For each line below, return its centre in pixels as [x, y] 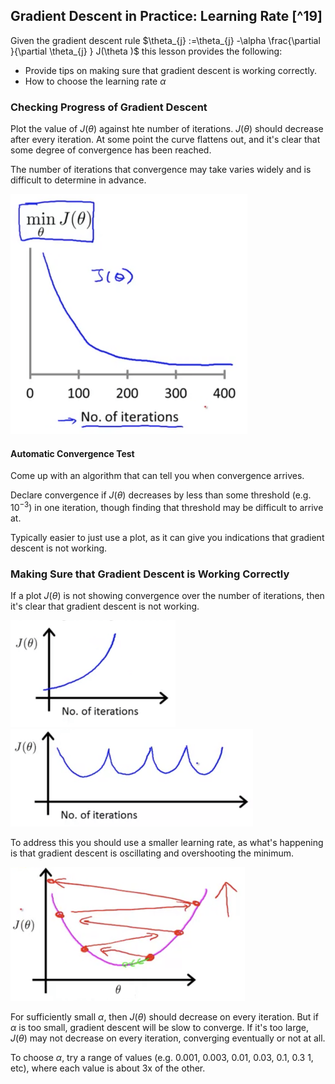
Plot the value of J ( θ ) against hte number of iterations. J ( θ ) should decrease [167, 129]
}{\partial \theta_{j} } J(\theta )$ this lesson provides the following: [146, 51]
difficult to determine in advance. [78, 180]
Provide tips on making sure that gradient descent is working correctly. [171, 70]
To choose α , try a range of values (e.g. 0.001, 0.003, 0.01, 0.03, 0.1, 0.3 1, [162, 1058]
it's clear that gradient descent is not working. [105, 606]
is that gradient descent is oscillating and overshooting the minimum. [152, 853]
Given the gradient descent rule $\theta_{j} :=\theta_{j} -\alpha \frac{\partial [165, 40]
